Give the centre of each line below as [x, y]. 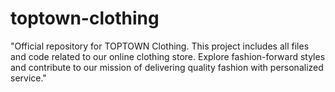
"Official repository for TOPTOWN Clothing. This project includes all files [160, 46]
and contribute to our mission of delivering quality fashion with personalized [167, 67]
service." [28, 78]
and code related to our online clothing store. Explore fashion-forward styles [168, 56]
